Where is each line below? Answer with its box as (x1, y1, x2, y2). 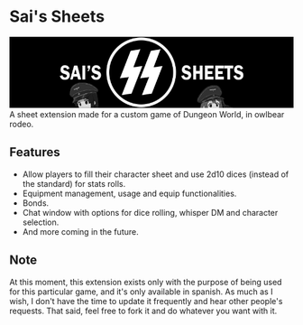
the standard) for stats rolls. (22, 178, 126, 189)
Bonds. (22, 197, 50, 209)
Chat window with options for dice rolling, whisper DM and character (22, 207, 279, 218)
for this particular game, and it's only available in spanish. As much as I (9, 286, 273, 297)
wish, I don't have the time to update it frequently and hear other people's (9, 295, 283, 306)
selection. (22, 217, 60, 227)
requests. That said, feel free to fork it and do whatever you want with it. (9, 305, 278, 316)
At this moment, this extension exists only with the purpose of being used (9, 276, 282, 287)
